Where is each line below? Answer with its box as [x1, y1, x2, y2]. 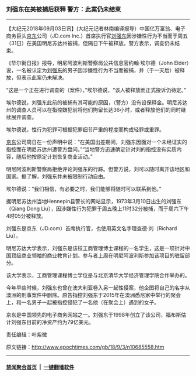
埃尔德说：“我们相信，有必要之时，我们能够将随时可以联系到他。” [6, 186, 162, 193]
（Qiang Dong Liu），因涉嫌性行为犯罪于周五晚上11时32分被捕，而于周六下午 [6, 205, 190, 212]
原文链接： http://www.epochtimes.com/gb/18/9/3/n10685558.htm [6, 344, 164, 351]
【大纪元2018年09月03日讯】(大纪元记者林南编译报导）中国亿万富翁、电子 [6, 25, 185, 32]
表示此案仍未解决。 [21, 74, 68, 81]
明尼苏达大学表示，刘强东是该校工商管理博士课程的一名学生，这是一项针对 [6, 245, 185, 252]
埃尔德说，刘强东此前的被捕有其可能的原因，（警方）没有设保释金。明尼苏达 [6, 99, 188, 106]
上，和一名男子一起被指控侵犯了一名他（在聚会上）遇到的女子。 [6, 299, 159, 306]
